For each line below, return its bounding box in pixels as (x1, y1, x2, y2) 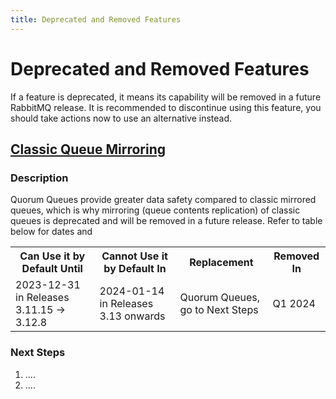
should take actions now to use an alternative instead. (10, 112, 233, 124)
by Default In (103, 262, 167, 276)
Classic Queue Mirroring (10, 141, 166, 158)
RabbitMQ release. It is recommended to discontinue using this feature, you (10, 101, 322, 113)
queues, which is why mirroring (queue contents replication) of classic (10, 204, 301, 216)
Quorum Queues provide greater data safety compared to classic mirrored (10, 194, 317, 206)
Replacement (189, 256, 254, 270)
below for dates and (10, 226, 93, 238)
